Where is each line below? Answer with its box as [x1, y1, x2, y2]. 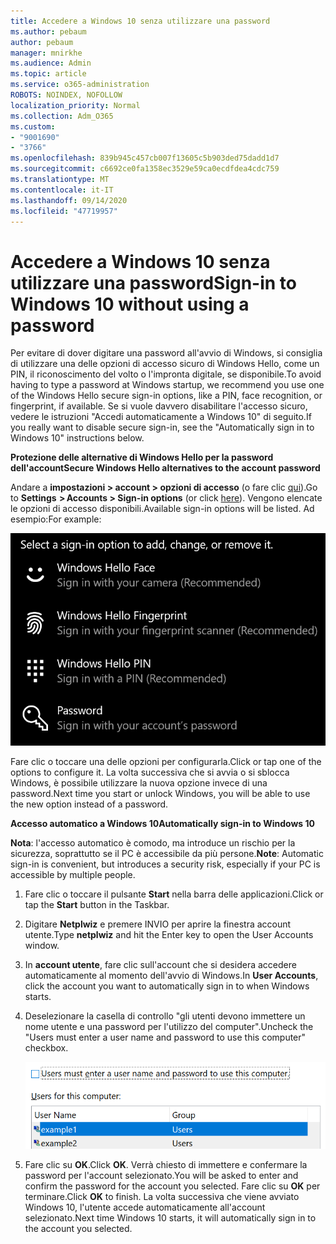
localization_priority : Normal [10, 100, 141, 110]
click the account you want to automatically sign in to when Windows [24, 980, 310, 992]
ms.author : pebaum [10, 26, 87, 37]
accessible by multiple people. [10, 868, 136, 880]
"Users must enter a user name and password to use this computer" [24, 1031, 307, 1043]
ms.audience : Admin [10, 58, 92, 69]
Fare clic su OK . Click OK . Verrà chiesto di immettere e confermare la [24, 1159, 308, 1171]
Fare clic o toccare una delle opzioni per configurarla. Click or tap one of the [10, 755, 322, 767]
